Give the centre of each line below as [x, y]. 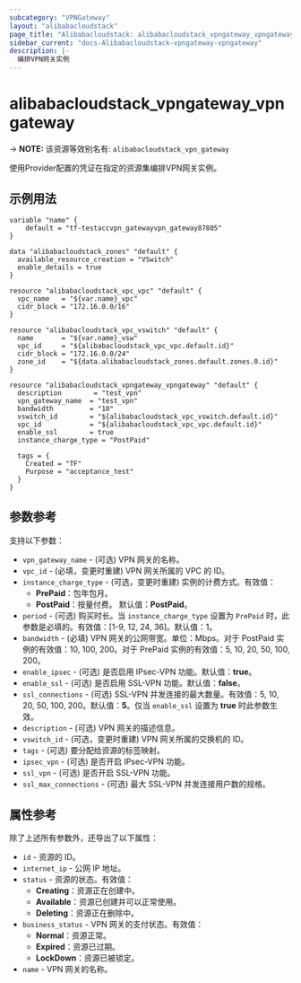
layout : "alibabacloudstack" [64, 26]
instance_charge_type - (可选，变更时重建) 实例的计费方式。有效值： [149, 582]
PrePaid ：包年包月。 [74, 592]
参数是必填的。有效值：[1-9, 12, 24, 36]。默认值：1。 [120, 627]
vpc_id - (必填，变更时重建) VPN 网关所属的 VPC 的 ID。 [126, 570]
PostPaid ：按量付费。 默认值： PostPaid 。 [114, 604]
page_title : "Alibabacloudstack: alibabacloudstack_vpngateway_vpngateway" [154, 34]
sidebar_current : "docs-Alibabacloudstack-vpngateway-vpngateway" [136, 43]
